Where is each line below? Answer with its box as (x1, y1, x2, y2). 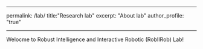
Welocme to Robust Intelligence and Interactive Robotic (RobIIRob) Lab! (6, 36, 184, 43)
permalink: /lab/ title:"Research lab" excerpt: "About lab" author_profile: (6, 12, 184, 19)
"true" (6, 19, 22, 25)
